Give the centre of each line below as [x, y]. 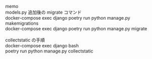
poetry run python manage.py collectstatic [49, 51]
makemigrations [22, 23]
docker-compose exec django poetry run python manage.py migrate [76, 28]
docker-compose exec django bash [42, 46]
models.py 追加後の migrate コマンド [44, 12]
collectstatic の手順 [25, 40]
